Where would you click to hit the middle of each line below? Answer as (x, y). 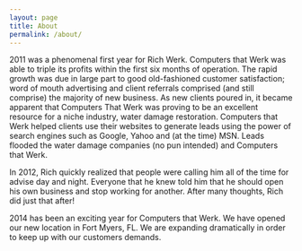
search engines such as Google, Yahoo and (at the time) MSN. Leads (137, 136)
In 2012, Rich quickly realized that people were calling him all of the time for (149, 172)
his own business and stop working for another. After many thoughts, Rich (147, 191)
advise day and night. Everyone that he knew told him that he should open (147, 182)
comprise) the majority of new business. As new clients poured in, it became (151, 98)
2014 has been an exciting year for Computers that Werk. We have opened (147, 218)
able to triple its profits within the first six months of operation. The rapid (143, 69)
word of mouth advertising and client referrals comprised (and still (132, 88)
